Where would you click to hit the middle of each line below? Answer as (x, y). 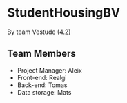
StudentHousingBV (64, 13)
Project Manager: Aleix (50, 70)
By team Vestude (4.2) (39, 32)
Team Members (41, 54)
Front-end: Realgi (42, 77)
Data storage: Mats (44, 92)
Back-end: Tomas (42, 85)
